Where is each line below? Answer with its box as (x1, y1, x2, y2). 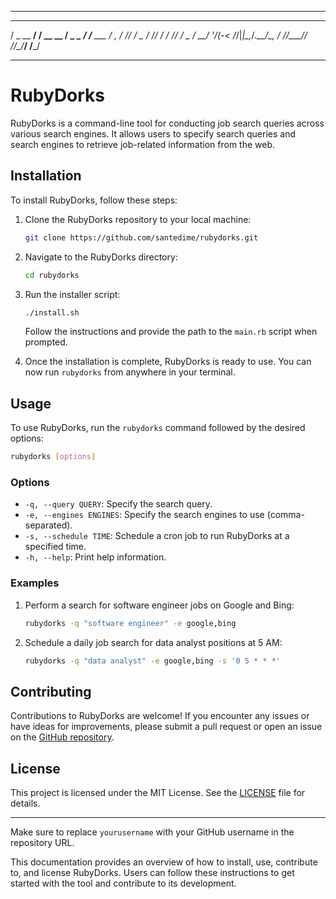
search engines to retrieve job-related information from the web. (10, 138, 276, 150)
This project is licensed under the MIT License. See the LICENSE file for (10, 787, 306, 799)
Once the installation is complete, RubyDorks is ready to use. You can (24, 356, 312, 368)
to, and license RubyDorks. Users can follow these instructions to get (10, 867, 295, 879)
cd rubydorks (24, 270, 80, 280)
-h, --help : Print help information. (24, 551, 167, 563)
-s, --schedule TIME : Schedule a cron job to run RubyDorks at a (24, 530, 290, 542)
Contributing (10, 683, 92, 700)
